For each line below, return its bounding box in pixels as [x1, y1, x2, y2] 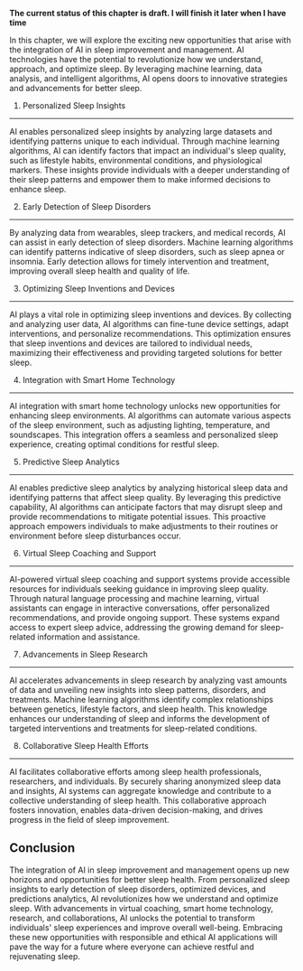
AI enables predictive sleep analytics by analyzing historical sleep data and [9, 482, 289, 493]
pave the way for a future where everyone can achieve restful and [9, 941, 254, 952]
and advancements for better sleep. [9, 83, 142, 93]
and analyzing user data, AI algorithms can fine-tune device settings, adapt [9, 319, 289, 329]
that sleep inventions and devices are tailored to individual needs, [9, 338, 252, 349]
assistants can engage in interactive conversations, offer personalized [9, 602, 271, 613]
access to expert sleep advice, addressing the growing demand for [9, 622, 259, 632]
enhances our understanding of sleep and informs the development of [9, 714, 271, 724]
